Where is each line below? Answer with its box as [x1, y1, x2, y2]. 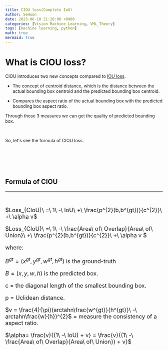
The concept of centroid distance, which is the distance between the [12, 83, 154, 89]
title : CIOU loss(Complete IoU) [5, 7, 72, 12]
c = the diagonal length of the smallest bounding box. [5, 282, 146, 289]
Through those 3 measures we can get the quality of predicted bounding [5, 113, 155, 119]
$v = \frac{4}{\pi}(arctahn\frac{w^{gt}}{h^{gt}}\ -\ [5, 306, 137, 314]
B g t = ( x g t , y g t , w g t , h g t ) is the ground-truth [5, 256, 116, 265]
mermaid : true [5, 35, 35, 40]
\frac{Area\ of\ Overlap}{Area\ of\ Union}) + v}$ [5, 338, 131, 345]
